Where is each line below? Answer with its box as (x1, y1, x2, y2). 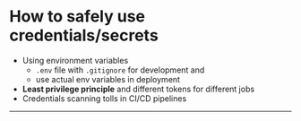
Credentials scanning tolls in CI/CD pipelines (21, 92, 187, 104)
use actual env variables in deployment (35, 73, 181, 84)
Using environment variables (21, 55, 129, 65)
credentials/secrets (9, 25, 159, 46)
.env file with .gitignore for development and (35, 65, 205, 75)
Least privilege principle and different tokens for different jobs (21, 83, 255, 94)
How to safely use (9, 6, 146, 27)
